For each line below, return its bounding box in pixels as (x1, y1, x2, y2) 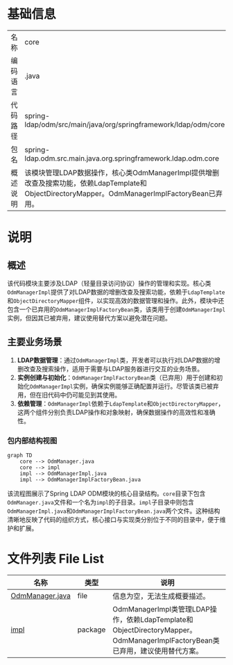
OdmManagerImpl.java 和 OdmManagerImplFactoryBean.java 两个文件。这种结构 (7, 507, 221, 515)
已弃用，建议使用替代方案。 (112, 646, 203, 655)
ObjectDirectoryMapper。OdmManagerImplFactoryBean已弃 (24, 188, 223, 198)
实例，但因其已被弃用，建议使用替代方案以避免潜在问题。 (7, 313, 171, 322)
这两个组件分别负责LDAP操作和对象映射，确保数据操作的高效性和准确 (17, 408, 216, 416)
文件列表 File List (7, 551, 104, 567)
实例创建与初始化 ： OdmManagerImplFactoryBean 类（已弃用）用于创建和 (17, 373, 217, 381)
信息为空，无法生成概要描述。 (112, 591, 210, 601)
